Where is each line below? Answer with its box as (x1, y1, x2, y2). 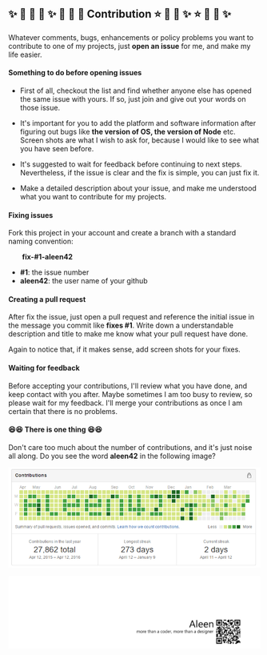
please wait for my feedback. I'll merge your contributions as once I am (8, 398, 242, 408)
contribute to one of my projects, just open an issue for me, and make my (8, 41, 251, 50)
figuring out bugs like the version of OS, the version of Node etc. (19, 127, 236, 137)
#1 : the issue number (19, 267, 90, 277)
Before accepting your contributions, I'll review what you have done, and (8, 380, 248, 391)
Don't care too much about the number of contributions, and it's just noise (8, 442, 253, 452)
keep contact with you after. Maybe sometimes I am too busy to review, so (8, 389, 253, 399)
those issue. (19, 103, 61, 113)
